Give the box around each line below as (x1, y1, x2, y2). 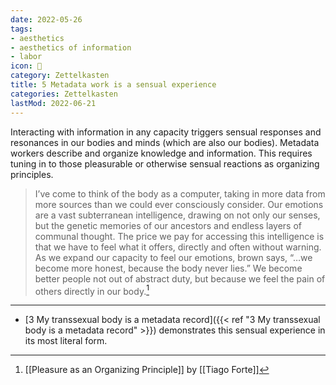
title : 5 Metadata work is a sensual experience (10, 80, 217, 90)
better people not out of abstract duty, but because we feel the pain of (34, 272, 326, 285)
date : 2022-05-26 (10, 14, 83, 25)
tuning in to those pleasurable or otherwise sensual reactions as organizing (10, 157, 320, 170)
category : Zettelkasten (10, 71, 110, 81)
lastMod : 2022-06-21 (10, 98, 97, 108)
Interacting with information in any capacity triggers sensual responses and (10, 126, 322, 138)
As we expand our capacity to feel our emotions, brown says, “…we (34, 251, 313, 263)
